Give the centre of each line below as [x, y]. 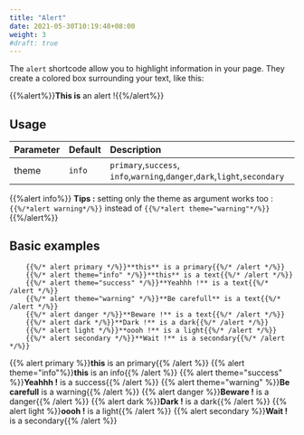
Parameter [37, 150]
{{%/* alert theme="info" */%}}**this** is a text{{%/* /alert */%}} [160, 275]
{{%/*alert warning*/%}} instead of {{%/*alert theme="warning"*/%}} [140, 208]
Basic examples [55, 246]
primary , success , [145, 165]
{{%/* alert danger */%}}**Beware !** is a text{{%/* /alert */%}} [155, 314]
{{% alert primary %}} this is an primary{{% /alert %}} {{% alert [127, 363]
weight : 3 [28, 34]
